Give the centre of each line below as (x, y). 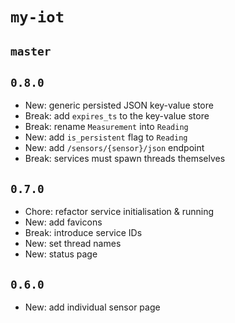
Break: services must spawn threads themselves (125, 159)
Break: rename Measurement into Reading (106, 127)
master (31, 51)
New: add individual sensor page (92, 307)
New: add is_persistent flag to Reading (106, 137)
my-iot (37, 17)
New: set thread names (73, 244)
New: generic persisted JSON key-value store (119, 105)
